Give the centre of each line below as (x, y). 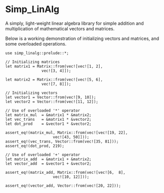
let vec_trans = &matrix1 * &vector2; (49, 119)
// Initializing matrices (32, 62)
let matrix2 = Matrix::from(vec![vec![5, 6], (54, 79)
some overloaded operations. (36, 43)
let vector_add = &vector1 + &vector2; (49, 163)
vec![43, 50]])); (71, 137)
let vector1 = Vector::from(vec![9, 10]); (51, 97)
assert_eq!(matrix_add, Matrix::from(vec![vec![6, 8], (65, 172)
